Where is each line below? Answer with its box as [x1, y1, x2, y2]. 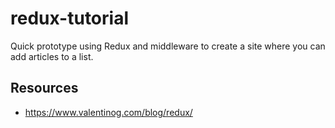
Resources [10, 80, 79, 97]
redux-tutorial [10, 7, 129, 30]
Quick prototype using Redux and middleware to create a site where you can [10, 40, 326, 52]
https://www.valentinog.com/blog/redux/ [24, 106, 193, 118]
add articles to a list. [10, 50, 94, 62]
